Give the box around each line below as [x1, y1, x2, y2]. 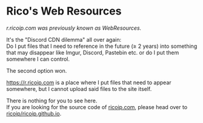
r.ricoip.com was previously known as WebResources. [6, 24, 142, 32]
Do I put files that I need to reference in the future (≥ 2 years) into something [6, 42, 198, 50]
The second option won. [6, 67, 67, 74]
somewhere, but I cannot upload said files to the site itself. [6, 85, 152, 92]
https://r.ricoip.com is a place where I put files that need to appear [6, 79, 171, 86]
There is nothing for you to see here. [6, 97, 98, 104]
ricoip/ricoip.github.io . [6, 110, 62, 117]
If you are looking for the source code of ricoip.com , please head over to [6, 103, 188, 110]
